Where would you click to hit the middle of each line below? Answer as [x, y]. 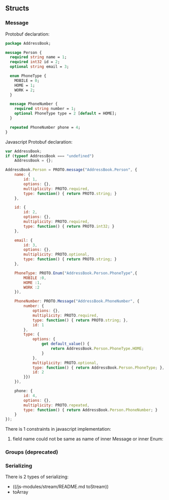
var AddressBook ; [24, 151]
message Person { [24, 52]
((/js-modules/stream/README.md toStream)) [61, 487]
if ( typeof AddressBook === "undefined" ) [50, 156]
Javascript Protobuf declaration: [39, 142]
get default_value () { [65, 344]
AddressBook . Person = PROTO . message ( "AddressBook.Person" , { [71, 170]
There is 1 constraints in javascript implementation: [58, 429]
